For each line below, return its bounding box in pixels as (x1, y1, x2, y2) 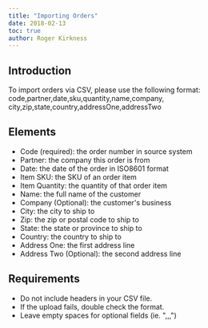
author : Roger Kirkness (8, 34, 88, 43)
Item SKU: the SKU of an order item (19, 172, 138, 181)
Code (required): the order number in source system (19, 146, 193, 156)
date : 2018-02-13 (8, 19, 66, 27)
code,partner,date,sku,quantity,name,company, (8, 94, 165, 103)
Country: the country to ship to (19, 232, 122, 241)
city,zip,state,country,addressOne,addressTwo (8, 102, 162, 112)
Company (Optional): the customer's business (19, 197, 172, 207)
